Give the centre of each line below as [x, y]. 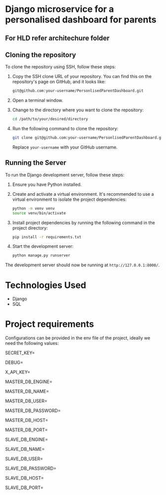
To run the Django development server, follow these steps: [65, 174]
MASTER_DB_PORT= [27, 430]
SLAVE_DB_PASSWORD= [31, 469]
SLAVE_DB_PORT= [24, 488]
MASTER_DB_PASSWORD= [33, 411]
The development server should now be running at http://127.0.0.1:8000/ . [83, 265]
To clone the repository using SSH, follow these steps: [60, 67]
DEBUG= [14, 363]
